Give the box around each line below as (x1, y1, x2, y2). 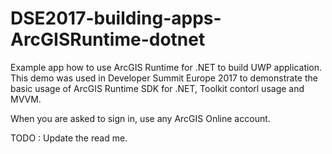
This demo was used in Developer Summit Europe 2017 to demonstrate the (10, 72, 318, 84)
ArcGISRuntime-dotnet (10, 28, 206, 51)
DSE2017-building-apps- (10, 7, 222, 30)
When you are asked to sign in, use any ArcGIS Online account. (10, 112, 271, 124)
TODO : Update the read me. (10, 132, 128, 144)
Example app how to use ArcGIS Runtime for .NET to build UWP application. (10, 61, 323, 73)
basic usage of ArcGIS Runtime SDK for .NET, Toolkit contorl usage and (10, 82, 305, 94)
